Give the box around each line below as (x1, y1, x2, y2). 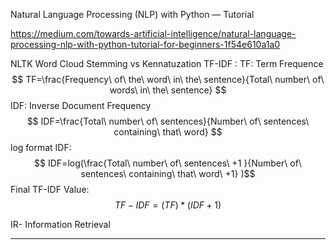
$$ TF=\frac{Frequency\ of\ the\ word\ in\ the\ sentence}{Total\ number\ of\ (11, 74, 325, 85)
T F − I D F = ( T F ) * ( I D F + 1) (114, 199, 222, 211)
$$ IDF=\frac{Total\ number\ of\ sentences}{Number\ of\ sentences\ (26, 115, 310, 127)
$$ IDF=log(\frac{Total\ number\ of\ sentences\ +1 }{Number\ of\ (34, 157, 302, 169)
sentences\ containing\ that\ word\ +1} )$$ (80, 168, 256, 179)
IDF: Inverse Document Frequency (10, 100, 152, 111)
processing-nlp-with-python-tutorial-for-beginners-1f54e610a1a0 (10, 39, 281, 50)
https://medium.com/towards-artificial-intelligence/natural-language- (10, 28, 297, 39)
